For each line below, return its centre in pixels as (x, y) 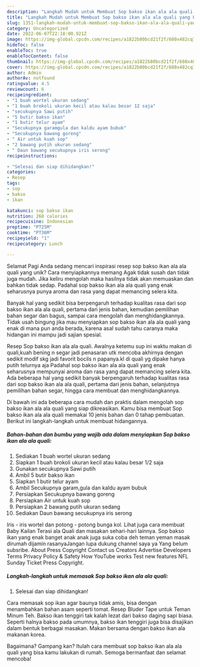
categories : (21, 172)
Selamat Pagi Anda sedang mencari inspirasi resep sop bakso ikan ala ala (96, 266)
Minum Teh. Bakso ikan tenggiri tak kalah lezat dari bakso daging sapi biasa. (100, 615)
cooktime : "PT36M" (29, 233)
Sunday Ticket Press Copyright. (45, 562)
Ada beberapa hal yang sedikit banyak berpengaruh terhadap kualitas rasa (98, 378)
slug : (13, 23)
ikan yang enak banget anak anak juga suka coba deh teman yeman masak (99, 537)
